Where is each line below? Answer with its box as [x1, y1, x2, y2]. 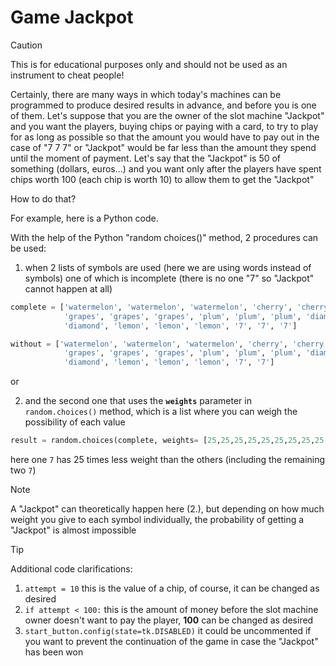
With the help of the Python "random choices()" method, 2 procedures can [10, 231, 319, 243]
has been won [24, 646, 84, 658]
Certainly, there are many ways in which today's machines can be [10, 88, 282, 100]
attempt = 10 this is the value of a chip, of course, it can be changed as [24, 582, 320, 595]
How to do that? [10, 192, 77, 205]
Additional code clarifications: [10, 563, 133, 575]
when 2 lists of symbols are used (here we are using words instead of [24, 261, 312, 273]
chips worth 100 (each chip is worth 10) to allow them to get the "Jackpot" [10, 173, 315, 185]
